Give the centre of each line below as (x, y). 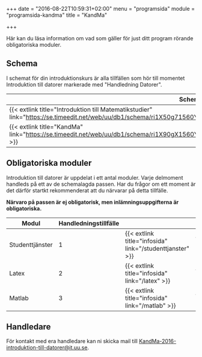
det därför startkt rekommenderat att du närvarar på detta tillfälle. (87, 190)
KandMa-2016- (158, 341)
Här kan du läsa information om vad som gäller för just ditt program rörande (100, 38)
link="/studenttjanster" (157, 248)
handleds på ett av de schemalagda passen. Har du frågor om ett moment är (101, 184)
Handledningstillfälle (89, 223)
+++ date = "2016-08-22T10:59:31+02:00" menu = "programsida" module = (101, 9)
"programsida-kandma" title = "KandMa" (57, 15)
